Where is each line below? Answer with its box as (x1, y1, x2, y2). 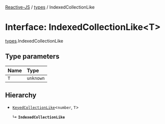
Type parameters (5, 52, 60, 61)
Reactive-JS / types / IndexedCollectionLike (5, 4, 95, 10)
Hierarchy (5, 91, 37, 100)
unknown (26, 75, 45, 81)
